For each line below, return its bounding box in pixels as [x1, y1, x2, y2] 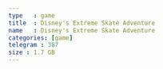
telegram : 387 [8, 41, 59, 49]
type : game [8, 11, 56, 20]
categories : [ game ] [8, 33, 74, 42]
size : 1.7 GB [8, 48, 56, 56]
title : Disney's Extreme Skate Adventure [8, 19, 156, 27]
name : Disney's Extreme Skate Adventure [8, 26, 156, 34]
